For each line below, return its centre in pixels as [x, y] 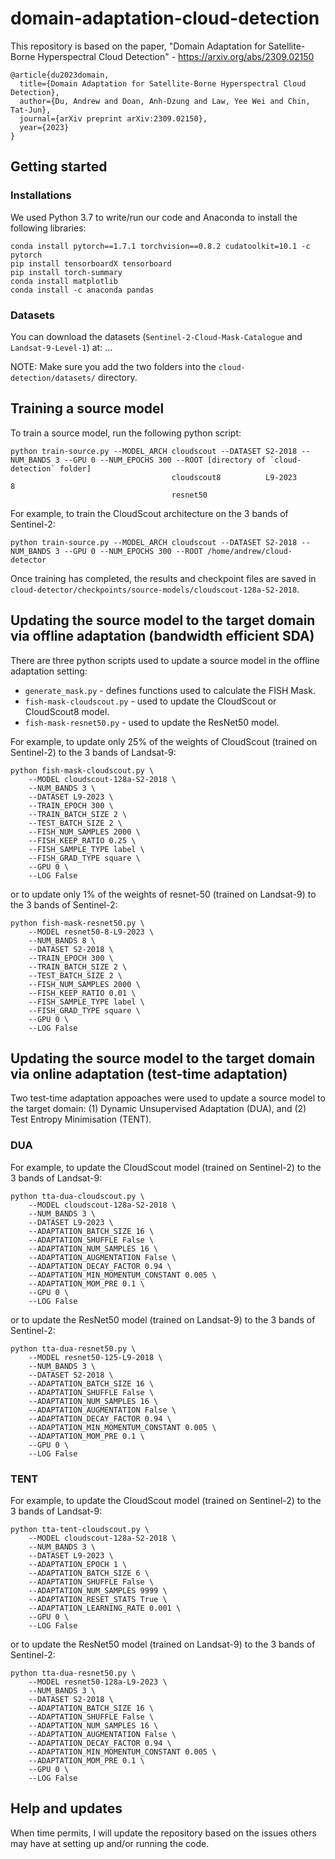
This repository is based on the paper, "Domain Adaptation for [138, 46]
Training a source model [87, 408]
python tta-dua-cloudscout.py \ [77, 1196]
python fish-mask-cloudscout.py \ [82, 770]
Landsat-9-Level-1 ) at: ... [61, 347]
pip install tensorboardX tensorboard [91, 263]
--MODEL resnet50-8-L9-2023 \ [91, 932]
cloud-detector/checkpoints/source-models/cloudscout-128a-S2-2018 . [155, 589]
